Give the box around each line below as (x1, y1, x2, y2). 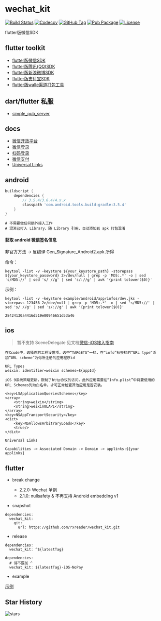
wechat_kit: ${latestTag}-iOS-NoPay (9, 565, 83, 570)
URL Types (5, 364, 25, 369)
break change (12, 477, 40, 483)
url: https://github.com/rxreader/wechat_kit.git (17, 525, 120, 530)
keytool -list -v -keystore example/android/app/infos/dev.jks (5, 296, 135, 301)
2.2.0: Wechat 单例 (19, 487, 57, 493)
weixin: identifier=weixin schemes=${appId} (5, 368, 96, 373)
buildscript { (5, 189, 34, 194)
